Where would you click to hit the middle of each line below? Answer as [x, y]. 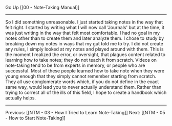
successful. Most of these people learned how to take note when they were [85, 71]
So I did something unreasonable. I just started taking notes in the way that [84, 22]
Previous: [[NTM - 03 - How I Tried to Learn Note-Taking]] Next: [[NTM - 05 [85, 112]
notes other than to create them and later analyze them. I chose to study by [85, 38]
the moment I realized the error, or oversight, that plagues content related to [85, 55]
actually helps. [21, 98]
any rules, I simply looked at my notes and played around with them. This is [84, 49]
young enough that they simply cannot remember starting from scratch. [81, 76]
